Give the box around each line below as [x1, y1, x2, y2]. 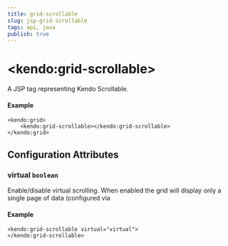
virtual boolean [7, 170, 58, 180]
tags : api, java [7, 24, 56, 31]
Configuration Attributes [7, 148, 119, 160]
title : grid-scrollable [7, 10, 78, 18]
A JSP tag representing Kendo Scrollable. [7, 85, 129, 93]
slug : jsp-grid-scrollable [7, 17, 88, 24]
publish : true [7, 30, 50, 38]
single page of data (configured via [7, 194, 110, 203]
